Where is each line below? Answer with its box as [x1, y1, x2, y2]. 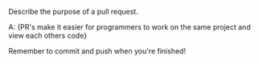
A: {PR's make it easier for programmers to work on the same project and [8, 22, 251, 31]
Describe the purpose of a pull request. [8, 7, 138, 16]
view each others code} [8, 31, 87, 40]
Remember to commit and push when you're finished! [8, 46, 187, 55]
